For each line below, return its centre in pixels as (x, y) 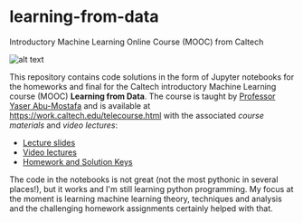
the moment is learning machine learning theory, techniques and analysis (146, 199)
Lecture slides (49, 142)
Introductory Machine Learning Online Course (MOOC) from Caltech (137, 42)
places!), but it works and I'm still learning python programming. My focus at (151, 189)
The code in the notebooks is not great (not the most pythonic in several (144, 179)
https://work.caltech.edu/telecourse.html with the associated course (137, 115)
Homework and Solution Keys (77, 161)
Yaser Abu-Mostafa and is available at (80, 105)
